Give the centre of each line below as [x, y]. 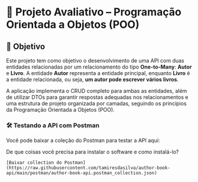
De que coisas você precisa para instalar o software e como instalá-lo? [92, 152]
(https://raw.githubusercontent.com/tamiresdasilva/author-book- [88, 168]
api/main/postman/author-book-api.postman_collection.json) [82, 173]
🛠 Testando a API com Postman [53, 125]
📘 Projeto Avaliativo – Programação [94, 12]
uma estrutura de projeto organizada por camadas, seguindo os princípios [97, 103]
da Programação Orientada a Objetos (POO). [61, 110]
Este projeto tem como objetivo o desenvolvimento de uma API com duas [95, 61]
